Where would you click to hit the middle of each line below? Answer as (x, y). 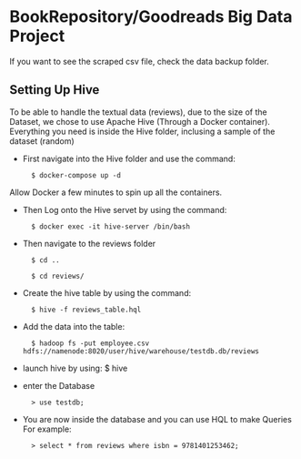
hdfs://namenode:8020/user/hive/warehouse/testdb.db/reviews (141, 351)
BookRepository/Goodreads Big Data (151, 17)
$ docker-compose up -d (76, 175)
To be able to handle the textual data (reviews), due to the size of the (138, 112)
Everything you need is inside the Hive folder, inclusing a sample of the (142, 131)
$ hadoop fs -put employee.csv (90, 343)
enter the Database (59, 385)
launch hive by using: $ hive (75, 368)
